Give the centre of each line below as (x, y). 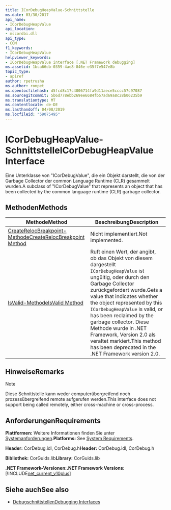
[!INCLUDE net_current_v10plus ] (38, 474)
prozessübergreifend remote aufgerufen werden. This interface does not (81, 399)
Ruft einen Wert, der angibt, (123, 251)
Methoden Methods (36, 208)
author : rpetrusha (25, 81)
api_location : (20, 29)
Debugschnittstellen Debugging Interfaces (56, 502)
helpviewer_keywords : (28, 57)
